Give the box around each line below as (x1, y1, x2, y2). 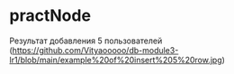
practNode (9, 5, 92, 26)
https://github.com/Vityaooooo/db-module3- (12, 44, 179, 55)
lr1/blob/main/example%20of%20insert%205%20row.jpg (9, 54, 222, 65)
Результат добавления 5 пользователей (9, 35, 163, 46)
